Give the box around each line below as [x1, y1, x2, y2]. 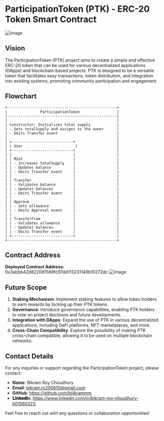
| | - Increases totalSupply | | [5, 160, 119, 166]
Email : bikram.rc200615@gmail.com [12, 385, 86, 391]
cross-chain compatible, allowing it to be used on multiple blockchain [12, 332, 152, 338]
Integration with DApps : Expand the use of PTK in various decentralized [12, 317, 159, 323]
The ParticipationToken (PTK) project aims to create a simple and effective [5, 57, 155, 63]
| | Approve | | [5, 199, 119, 204]
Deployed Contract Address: [5, 264, 65, 270]
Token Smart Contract [5, 14, 97, 25]
